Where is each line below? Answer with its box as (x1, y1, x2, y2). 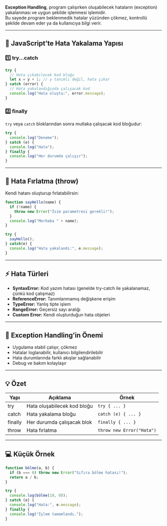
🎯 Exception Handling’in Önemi (5, 331, 103, 339)
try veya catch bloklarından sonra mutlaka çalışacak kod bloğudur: (5, 121, 142, 127)
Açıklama (48, 394, 71, 401)
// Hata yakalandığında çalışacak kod (9, 86, 90, 91)
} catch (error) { (5, 82, 43, 87)
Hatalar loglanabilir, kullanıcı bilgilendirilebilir (12, 349, 103, 356)
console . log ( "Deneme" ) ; (9, 135, 59, 140)
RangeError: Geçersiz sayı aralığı (12, 306, 81, 312)
